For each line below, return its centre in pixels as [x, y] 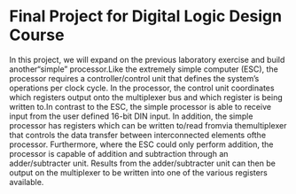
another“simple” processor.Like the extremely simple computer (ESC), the [144, 69]
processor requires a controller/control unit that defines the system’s [134, 78]
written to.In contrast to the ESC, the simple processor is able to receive [140, 106]
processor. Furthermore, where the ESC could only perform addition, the [141, 144]
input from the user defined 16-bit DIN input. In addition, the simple [131, 116]
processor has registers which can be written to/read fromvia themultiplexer [148, 125]
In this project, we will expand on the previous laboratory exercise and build [147, 59]
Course [37, 35]
